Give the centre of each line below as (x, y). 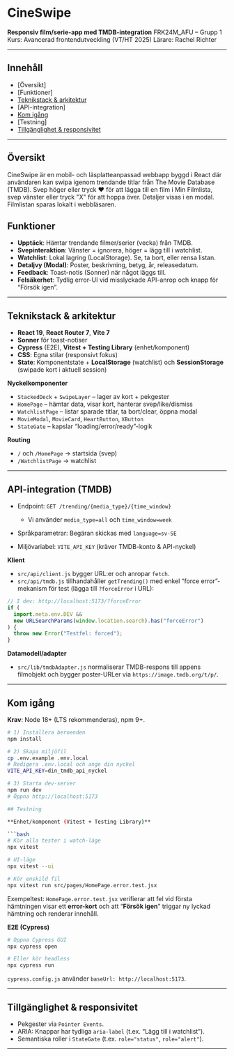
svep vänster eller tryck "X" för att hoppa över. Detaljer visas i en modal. (111, 197)
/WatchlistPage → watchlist (57, 461)
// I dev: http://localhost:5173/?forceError (74, 601)
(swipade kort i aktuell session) (62, 370)
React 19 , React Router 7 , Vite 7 (63, 333)
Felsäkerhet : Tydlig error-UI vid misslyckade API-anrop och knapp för (118, 280)
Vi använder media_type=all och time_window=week (100, 520)
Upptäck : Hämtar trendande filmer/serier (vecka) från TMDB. (105, 243)
